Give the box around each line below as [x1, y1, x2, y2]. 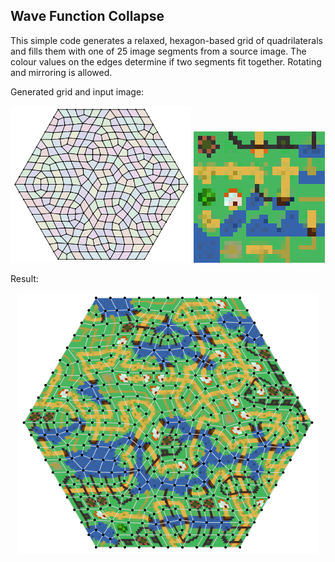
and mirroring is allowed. [10, 66, 113, 78]
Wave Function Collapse [10, 8, 165, 25]
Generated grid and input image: [10, 85, 145, 98]
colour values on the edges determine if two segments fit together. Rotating [10, 55, 322, 68]
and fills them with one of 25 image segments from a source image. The [10, 45, 307, 57]
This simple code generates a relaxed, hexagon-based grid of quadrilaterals [10, 34, 323, 46]
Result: [10, 272, 39, 284]
